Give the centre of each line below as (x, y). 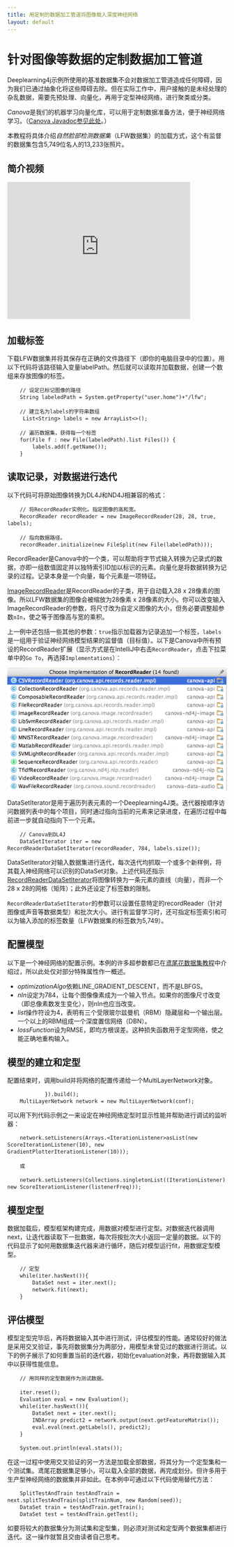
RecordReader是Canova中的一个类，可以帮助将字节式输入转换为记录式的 (112, 558)
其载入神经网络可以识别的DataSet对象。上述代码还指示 (86, 871)
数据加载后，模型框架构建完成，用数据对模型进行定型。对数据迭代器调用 (111, 1228)
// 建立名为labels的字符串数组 (60, 412)
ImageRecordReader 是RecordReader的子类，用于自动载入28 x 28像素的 (111, 590)
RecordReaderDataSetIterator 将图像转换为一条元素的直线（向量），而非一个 (115, 879)
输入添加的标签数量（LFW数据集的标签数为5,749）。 (93, 920)
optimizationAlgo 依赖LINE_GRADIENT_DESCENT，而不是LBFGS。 (112, 986)
